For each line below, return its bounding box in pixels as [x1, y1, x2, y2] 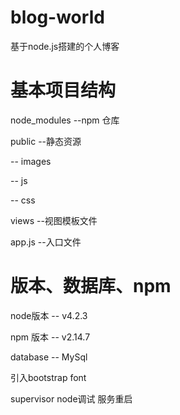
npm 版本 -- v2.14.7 [10, 331, 91, 343]
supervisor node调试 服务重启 [10, 392, 133, 405]
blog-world [10, 6, 105, 29]
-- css [10, 194, 36, 206]
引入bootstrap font [10, 371, 87, 383]
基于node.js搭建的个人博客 [10, 40, 120, 52]
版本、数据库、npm [10, 275, 172, 298]
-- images [10, 155, 52, 167]
